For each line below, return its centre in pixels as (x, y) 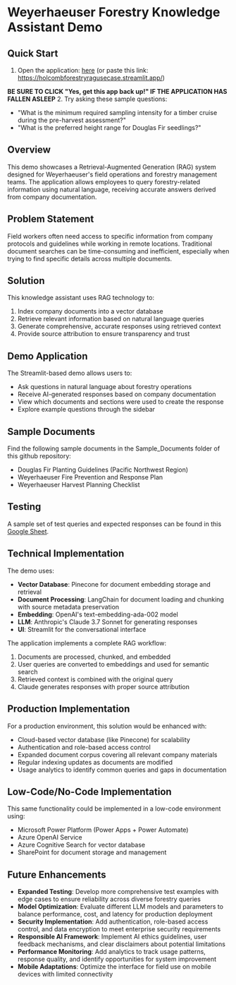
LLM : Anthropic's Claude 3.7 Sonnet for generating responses (107, 621)
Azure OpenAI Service (50, 837)
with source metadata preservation (68, 607)
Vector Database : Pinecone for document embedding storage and (114, 584)
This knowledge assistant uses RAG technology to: (81, 298)
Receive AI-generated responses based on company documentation (117, 394)
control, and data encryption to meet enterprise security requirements (119, 929)
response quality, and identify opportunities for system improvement (117, 959)
